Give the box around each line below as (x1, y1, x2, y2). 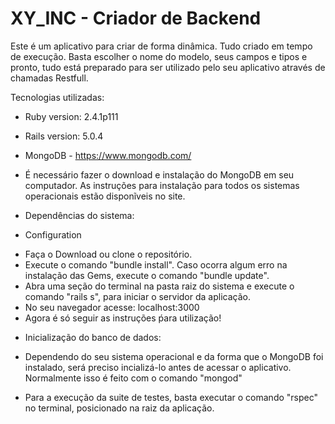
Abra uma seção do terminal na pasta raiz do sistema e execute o (24, 280, 295, 292)
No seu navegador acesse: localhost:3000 (24, 301, 200, 313)
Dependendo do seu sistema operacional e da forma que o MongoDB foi (24, 350, 324, 362)
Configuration (24, 228, 82, 241)
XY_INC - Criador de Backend (10, 7, 262, 30)
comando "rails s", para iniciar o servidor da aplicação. (24, 290, 251, 302)
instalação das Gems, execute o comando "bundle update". (24, 269, 270, 281)
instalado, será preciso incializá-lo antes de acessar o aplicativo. (24, 361, 292, 373)
